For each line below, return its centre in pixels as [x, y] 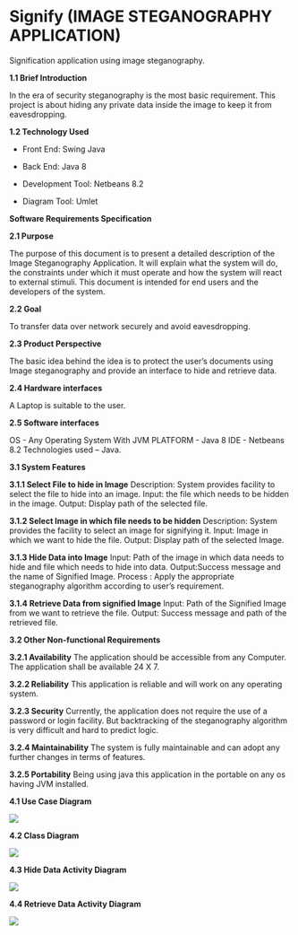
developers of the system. [57, 291]
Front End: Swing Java [64, 149]
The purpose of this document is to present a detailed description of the [142, 253]
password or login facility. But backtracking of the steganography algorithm [149, 721]
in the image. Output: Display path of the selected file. [109, 503]
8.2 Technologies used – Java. [65, 450]
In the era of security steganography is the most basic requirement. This [142, 95]
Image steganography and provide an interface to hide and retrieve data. [143, 371]
